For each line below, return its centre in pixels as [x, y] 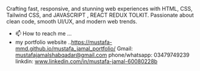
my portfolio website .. [43, 42]
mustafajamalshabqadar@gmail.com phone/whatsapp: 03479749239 [102, 55]
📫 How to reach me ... [43, 33]
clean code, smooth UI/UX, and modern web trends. [72, 21]
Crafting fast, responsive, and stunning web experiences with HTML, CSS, [100, 9]
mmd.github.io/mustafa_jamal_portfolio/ [65, 48]
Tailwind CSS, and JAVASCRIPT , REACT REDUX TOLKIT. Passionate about [100, 15]
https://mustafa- [92, 42]
